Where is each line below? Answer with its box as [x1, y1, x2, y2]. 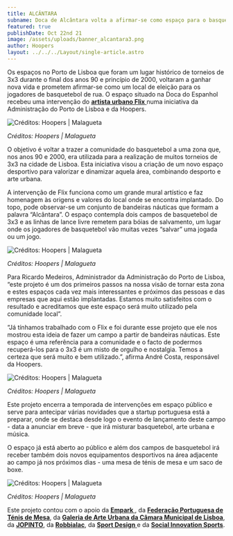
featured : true [7, 23, 51, 30]
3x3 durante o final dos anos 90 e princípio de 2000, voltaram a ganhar [7, 75, 212, 83]
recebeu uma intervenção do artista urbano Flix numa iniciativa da [7, 97, 199, 106]
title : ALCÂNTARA [7, 10, 58, 17]
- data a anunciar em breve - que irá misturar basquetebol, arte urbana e [7, 422, 215, 430]
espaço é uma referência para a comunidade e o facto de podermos [7, 337, 202, 346]
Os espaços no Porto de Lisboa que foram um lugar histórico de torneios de [7, 67, 224, 76]
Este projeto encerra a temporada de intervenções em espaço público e [7, 400, 213, 408]
